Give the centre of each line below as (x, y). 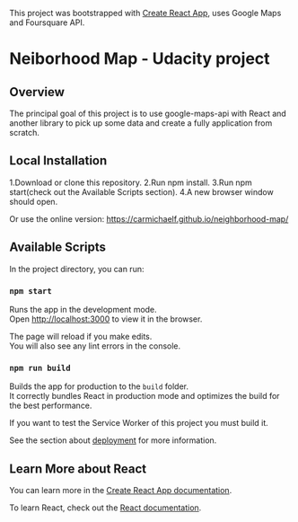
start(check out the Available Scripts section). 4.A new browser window (141, 191)
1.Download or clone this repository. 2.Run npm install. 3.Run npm (131, 182)
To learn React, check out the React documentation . (105, 508)
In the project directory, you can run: (77, 269)
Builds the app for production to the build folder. (99, 386)
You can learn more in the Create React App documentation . (121, 491)
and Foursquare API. (47, 22)
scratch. (25, 133)
